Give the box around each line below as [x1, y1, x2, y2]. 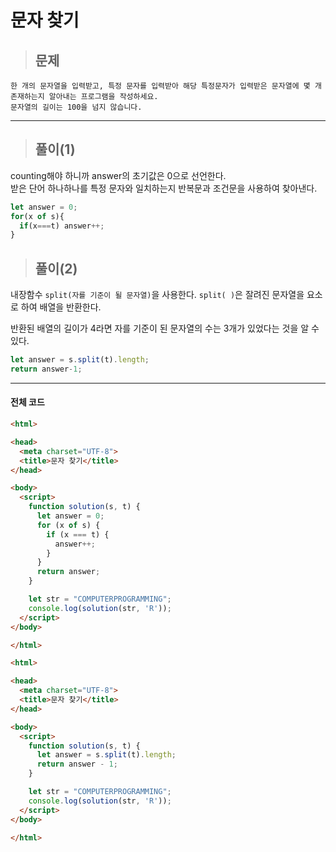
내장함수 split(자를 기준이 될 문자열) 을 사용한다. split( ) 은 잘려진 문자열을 [10, 289, 305, 301]
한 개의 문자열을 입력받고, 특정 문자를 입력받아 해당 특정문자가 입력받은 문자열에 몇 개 [10, 81, 322, 91]
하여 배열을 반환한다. [20, 301, 102, 313]
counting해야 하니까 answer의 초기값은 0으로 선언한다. [10, 169, 227, 181]
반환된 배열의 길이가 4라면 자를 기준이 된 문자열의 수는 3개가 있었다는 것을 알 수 [10, 322, 320, 335]
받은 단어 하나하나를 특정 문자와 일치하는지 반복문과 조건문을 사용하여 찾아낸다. [10, 182, 318, 194]
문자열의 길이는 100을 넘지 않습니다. [10, 102, 143, 112]
